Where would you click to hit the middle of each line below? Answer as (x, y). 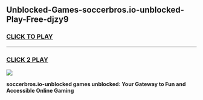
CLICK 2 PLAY (27, 59)
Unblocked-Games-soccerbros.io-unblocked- (95, 10)
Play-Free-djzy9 (37, 20)
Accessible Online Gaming (40, 90)
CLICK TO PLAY (30, 37)
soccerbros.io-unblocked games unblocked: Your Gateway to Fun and (96, 84)
